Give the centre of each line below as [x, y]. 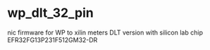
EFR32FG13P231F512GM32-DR [52, 39]
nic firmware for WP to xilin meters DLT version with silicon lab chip [105, 32]
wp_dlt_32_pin [50, 13]
